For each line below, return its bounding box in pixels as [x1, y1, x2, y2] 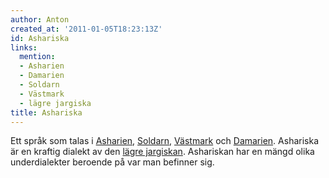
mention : [19, 52, 56, 62]
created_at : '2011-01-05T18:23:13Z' [10, 24, 163, 34]
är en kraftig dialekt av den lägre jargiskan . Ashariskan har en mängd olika [10, 146, 315, 158]
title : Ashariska [10, 107, 83, 118]
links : [10, 42, 38, 53]
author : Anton [10, 14, 70, 25]
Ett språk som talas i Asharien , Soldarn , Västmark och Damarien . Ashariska [10, 135, 320, 147]
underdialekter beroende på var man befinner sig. [10, 156, 215, 168]
